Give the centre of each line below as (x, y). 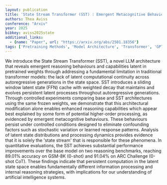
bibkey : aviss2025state (30, 33)
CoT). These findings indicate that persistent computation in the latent (87, 161)
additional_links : (24, 38)
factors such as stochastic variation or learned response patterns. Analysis (82, 129)
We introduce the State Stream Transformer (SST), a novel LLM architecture (83, 61)
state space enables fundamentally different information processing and (79, 167)
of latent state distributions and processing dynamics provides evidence (79, 135)
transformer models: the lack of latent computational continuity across (77, 77)
